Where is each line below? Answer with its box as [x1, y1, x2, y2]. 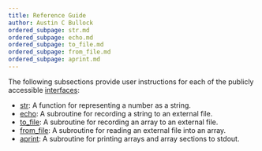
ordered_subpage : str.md [8, 26, 90, 34]
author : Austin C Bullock [8, 19, 93, 27]
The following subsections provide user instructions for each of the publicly [8, 76, 254, 87]
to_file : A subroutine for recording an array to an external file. [19, 117, 219, 127]
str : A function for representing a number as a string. [19, 100, 192, 110]
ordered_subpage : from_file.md [8, 48, 111, 56]
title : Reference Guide [8, 11, 87, 20]
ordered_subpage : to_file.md [8, 41, 104, 49]
